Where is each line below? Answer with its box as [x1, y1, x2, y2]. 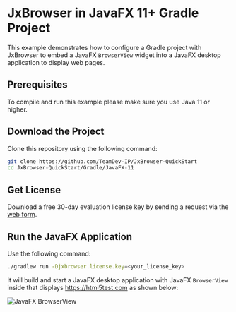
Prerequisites [7, 79, 68, 91]
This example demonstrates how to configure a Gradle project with [7, 43, 202, 52]
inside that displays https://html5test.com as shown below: [7, 283, 179, 292]
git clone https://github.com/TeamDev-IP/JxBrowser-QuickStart [7, 157, 198, 165]
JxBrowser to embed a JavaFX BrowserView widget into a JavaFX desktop [7, 51, 221, 59]
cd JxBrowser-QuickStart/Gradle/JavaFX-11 [7, 164, 134, 172]
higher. [7, 104, 28, 114]
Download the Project [7, 126, 105, 138]
